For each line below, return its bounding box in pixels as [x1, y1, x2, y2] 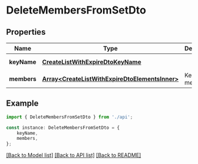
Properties [6, 27, 46, 37]
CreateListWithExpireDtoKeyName [42, 58, 141, 66]
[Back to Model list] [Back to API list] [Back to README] [6, 152, 141, 159]
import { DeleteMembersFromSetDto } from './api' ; [6, 114, 133, 120]
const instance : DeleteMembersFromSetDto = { [6, 125, 120, 130]
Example [6, 98, 39, 109]
